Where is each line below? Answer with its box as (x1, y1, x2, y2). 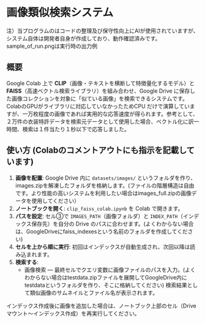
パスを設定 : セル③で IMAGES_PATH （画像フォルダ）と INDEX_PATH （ (15, 212, 184, 219)
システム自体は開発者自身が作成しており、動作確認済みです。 (6, 34, 161, 42)
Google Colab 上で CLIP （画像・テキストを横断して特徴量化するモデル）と (6, 79, 195, 86)
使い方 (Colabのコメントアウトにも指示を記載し (6, 145, 187, 156)
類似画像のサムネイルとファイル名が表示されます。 (29, 289, 158, 296)
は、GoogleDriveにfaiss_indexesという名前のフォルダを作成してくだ (15, 227, 188, 235)
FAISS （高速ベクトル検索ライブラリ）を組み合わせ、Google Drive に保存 (6, 87, 190, 94)
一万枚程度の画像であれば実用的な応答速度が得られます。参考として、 (22, 110, 199, 117)
